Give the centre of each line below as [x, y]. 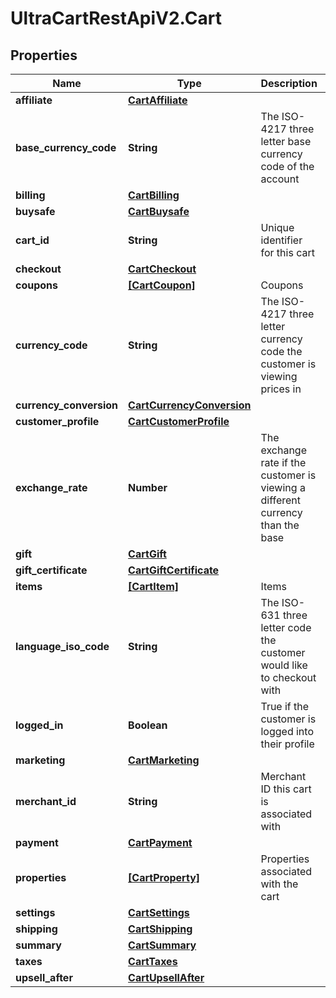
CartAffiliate [158, 100]
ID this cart [286, 789]
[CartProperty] [164, 877]
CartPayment [160, 842]
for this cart [287, 252]
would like [284, 665]
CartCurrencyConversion [190, 405]
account [280, 179]
